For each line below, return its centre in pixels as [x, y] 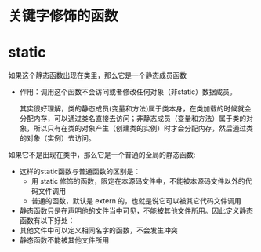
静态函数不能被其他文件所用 [64, 240]
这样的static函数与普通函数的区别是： [80, 172]
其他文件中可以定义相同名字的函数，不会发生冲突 [98, 230]
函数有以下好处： [47, 221]
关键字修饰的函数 [63, 16]
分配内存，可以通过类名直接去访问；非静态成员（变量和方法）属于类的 [133, 119]
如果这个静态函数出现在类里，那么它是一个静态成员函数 [97, 75]
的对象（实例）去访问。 [57, 138]
